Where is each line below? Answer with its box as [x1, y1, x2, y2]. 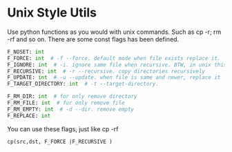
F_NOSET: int [7, 48, 45, 55]
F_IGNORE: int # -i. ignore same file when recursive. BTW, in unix [7, 61, 212, 68]
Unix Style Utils [7, 5, 97, 21]
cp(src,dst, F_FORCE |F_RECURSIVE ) [7, 138, 113, 145]
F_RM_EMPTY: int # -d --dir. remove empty [7, 106, 135, 113]
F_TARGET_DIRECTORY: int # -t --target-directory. [7, 81, 159, 88]
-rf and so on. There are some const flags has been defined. [7, 35, 180, 43]
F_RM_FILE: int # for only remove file [7, 99, 126, 106]
